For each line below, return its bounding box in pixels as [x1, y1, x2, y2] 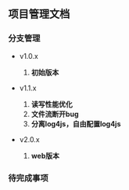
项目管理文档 [8, 7, 70, 21]
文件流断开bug [30, 109, 79, 119]
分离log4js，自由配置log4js [30, 119, 121, 128]
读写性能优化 [30, 99, 73, 108]
